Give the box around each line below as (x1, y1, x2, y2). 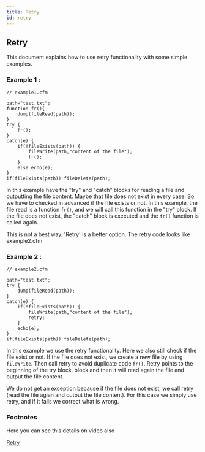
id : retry (6, 15, 32, 21)
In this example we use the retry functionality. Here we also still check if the (6, 347, 197, 354)
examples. (6, 60, 32, 67)
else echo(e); (17, 164, 53, 170)
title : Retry (6, 9, 40, 15)
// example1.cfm (6, 90, 48, 96)
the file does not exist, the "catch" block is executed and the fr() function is (6, 212, 199, 220)
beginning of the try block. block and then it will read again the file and (6, 366, 185, 373)
